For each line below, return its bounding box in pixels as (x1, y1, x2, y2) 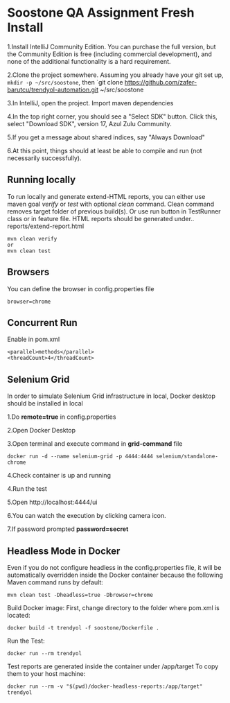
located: (7, 611, 30, 619)
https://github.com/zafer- (124, 78, 197, 86)
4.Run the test (7, 485, 47, 493)
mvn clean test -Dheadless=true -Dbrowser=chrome (7, 591, 154, 598)
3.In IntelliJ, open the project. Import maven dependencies (7, 98, 174, 107)
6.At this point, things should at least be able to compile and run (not (7, 146, 202, 155)
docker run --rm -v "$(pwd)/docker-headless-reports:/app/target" (7, 683, 203, 690)
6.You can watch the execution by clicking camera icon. (7, 512, 166, 520)
